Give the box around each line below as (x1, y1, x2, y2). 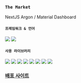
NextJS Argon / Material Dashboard (5, 14, 76, 20)
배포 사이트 (5, 72, 30, 79)
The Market (5, 4, 31, 10)
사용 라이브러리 (5, 49, 31, 54)
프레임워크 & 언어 (5, 26, 35, 31)
